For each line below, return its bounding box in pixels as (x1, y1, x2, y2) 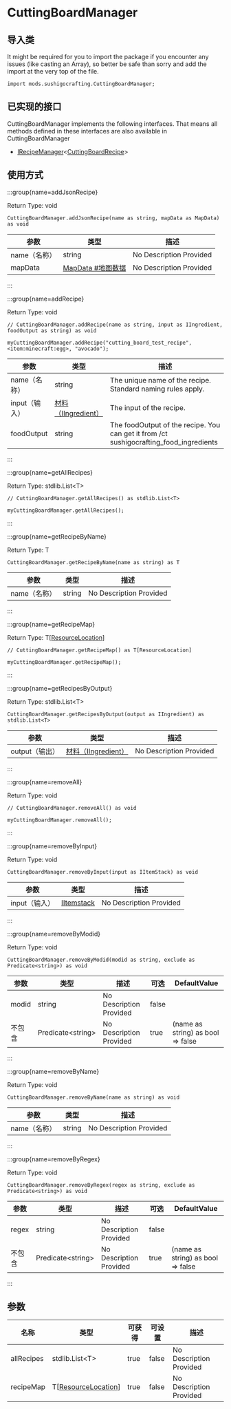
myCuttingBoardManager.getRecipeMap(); (7, 658, 122, 665)
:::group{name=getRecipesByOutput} (7, 684, 113, 692)
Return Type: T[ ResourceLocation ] (7, 633, 105, 641)
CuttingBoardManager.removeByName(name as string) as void (7, 1094, 180, 1101)
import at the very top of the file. (7, 67, 99, 75)
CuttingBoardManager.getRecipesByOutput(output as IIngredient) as (7, 711, 205, 718)
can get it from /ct (109, 429, 168, 438)
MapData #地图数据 (63, 263, 126, 272)
